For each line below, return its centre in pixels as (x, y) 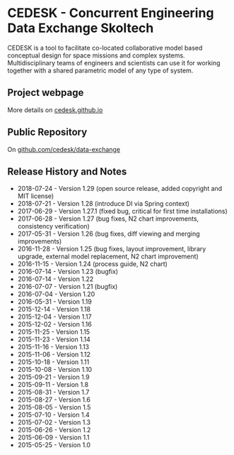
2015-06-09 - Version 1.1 (53, 437)
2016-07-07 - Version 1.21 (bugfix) (68, 287)
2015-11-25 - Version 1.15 (54, 332)
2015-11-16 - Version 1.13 (53, 347)
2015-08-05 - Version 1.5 (54, 407)
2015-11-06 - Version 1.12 (54, 355)
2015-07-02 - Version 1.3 (54, 422)
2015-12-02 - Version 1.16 (54, 324)
